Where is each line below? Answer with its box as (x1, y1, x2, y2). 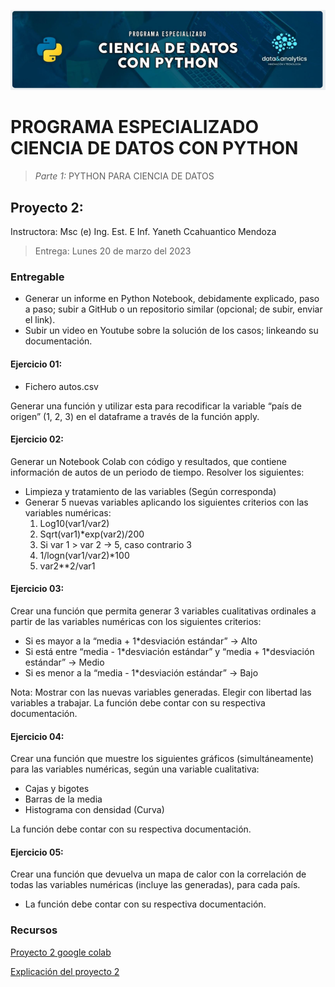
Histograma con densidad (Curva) (24, 804, 165, 816)
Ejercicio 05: (10, 846, 64, 858)
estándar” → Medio (24, 656, 105, 668)
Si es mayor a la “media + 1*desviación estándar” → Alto (24, 635, 258, 647)
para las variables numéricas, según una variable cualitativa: (10, 763, 260, 775)
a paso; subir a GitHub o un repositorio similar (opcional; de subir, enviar (24, 303, 323, 315)
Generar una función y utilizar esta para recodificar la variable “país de (10, 400, 302, 412)
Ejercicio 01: (10, 358, 63, 370)
